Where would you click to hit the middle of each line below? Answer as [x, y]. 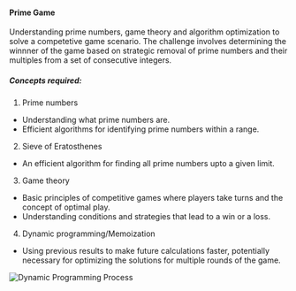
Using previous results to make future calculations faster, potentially [146, 251]
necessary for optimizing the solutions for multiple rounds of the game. [151, 260]
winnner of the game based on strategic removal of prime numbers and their [148, 51]
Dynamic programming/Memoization [89, 234]
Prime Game [32, 12]
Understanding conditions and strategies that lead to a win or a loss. [146, 217]
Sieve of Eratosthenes [62, 147]
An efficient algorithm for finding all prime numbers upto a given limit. [148, 164]
